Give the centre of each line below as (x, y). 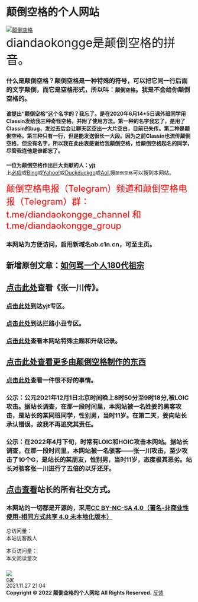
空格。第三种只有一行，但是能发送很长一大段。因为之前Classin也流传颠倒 (101, 136)
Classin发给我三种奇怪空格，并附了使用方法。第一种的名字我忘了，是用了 (96, 121)
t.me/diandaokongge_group (64, 226)
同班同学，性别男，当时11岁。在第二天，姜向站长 (118, 415)
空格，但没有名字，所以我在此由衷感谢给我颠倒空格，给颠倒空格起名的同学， (99, 144)
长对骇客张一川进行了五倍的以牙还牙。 (61, 468)
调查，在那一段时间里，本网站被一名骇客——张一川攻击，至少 (94, 451)
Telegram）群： (56, 202)
